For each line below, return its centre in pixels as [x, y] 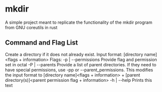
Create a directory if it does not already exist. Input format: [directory [74, 54]
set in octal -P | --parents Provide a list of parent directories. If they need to [81, 64]
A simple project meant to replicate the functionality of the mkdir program [79, 22]
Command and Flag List [42, 43]
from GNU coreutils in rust [31, 27]
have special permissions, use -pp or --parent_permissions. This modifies [79, 70]
